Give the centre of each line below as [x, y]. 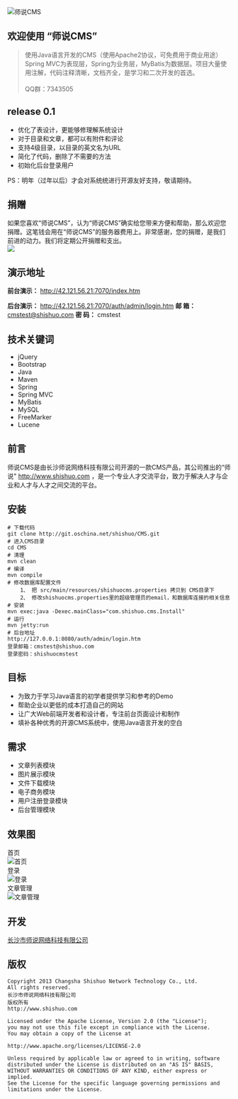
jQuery [27, 357]
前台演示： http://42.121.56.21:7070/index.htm [74, 291]
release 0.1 [32, 112]
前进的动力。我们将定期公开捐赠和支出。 [66, 241]
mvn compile [25, 575]
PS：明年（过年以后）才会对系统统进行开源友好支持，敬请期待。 [101, 180]
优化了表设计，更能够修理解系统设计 [70, 129]
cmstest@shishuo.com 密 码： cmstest [64, 315]
